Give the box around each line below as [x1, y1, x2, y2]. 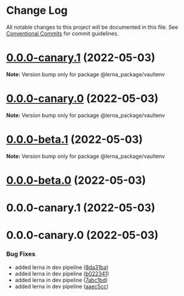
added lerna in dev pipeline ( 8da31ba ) [14, 264, 109, 271]
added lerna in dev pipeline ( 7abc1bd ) [14, 276, 108, 283]
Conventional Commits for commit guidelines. [6, 29, 119, 37]
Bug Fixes [6, 250, 36, 258]
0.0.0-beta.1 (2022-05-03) [6, 133, 143, 146]
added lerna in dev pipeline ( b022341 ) [14, 270, 110, 277]
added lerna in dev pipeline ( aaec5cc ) [14, 283, 109, 290]
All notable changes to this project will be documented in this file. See [6, 23, 179, 31]
